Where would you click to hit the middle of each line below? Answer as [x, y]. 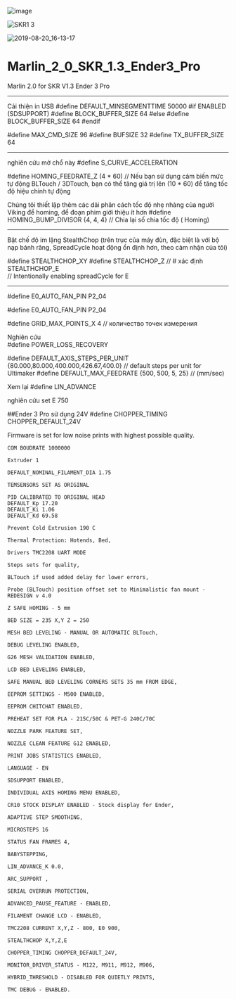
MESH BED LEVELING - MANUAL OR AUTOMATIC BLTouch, [83, 632]
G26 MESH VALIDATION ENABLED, [52, 657]
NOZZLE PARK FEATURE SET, [45, 731]
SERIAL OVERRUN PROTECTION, [48, 891]
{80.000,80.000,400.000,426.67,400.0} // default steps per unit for [104, 365]
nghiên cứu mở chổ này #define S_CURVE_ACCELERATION [92, 163]
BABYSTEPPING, [28, 854]
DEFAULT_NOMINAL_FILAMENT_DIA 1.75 [59, 472]
